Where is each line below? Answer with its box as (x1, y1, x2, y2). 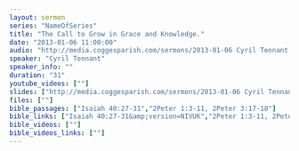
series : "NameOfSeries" (9, 21, 98, 30)
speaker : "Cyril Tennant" (9, 54, 105, 63)
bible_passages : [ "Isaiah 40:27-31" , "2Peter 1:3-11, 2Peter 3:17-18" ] (9, 104, 277, 113)
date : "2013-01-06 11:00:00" (9, 37, 117, 47)
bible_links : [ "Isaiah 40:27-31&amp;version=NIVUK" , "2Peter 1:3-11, (9, 112, 269, 121)
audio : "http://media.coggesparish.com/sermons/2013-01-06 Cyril (9, 46, 256, 55)
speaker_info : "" (9, 63, 74, 72)
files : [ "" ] (9, 95, 53, 105)
